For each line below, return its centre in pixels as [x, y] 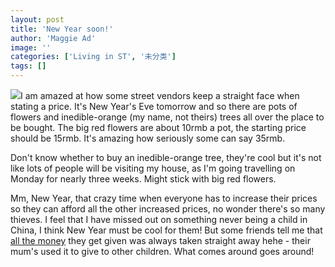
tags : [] [28, 66]
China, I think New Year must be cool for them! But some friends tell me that [166, 230]
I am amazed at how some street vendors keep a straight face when [160, 95]
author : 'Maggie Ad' [53, 38]
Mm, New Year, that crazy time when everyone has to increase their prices [164, 198]
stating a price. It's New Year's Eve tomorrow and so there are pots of [154, 106]
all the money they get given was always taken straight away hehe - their [160, 240]
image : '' [31, 47]
